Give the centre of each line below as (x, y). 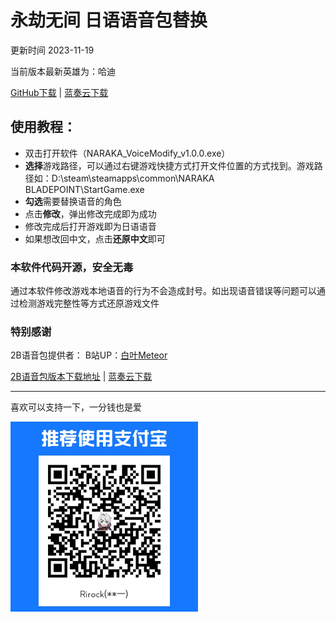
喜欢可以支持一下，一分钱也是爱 (76, 407)
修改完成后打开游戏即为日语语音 (90, 226)
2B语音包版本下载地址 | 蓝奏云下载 (81, 377)
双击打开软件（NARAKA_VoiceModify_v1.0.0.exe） (127, 153)
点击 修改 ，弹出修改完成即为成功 (90, 213)
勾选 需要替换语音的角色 (73, 201)
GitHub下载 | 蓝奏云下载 (59, 92)
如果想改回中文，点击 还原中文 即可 (95, 238)
